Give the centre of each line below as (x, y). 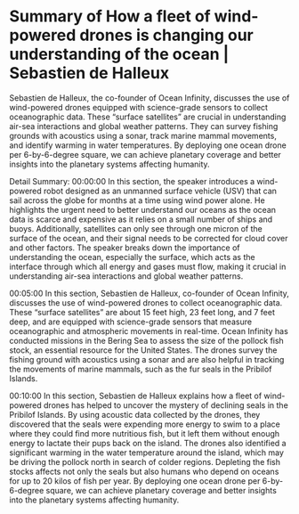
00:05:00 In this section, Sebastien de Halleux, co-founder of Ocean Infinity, (149, 293)
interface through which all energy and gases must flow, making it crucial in (148, 266)
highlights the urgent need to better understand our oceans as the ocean (143, 209)
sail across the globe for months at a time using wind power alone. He (137, 200)
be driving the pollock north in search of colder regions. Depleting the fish (145, 461)
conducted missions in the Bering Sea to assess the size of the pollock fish (147, 340)
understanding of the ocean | (119, 54)
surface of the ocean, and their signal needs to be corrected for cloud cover (149, 238)
